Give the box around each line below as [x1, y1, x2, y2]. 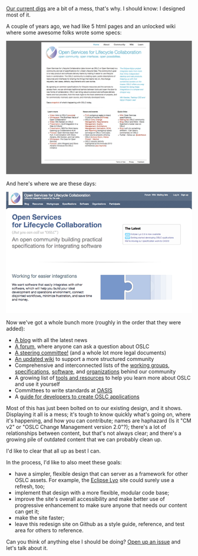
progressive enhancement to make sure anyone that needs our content [14, 502, 187, 509]
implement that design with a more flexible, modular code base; [14, 489, 170, 496]
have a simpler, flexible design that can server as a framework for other [14, 470, 189, 477]
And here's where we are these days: [6, 180, 97, 187]
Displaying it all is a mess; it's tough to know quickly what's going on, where [6, 411, 191, 418]
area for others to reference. [14, 526, 84, 534]
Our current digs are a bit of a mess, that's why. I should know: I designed [6, 5, 186, 12]
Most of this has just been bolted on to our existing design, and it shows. [6, 404, 183, 411]
